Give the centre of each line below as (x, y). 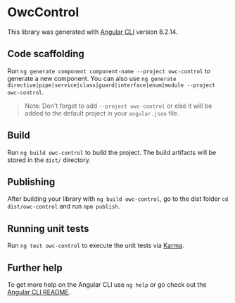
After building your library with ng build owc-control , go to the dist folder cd (118, 199)
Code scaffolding (46, 54)
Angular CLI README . (39, 292)
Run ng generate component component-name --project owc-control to (109, 70)
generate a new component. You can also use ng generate (92, 78)
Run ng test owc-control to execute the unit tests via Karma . (96, 246)
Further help (35, 267)
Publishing (31, 181)
